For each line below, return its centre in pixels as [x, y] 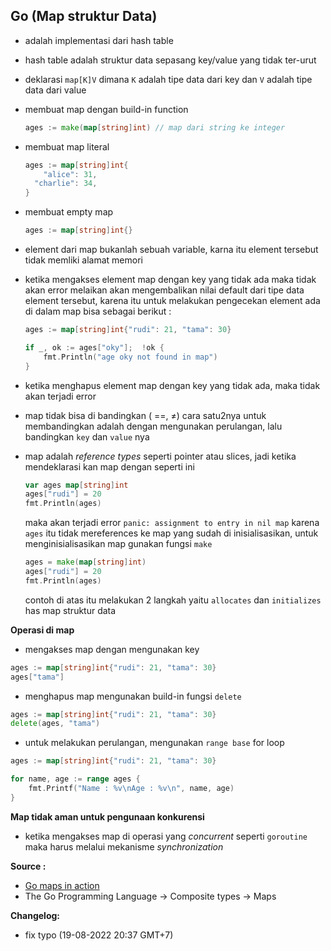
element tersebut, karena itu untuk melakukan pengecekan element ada [172, 301]
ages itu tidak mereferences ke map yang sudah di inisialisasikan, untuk [171, 533]
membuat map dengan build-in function [106, 109]
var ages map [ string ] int [76, 485]
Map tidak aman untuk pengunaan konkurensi [107, 816]
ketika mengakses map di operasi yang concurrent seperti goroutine [166, 836]
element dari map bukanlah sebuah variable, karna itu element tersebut [171, 250]
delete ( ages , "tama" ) [55, 724]
